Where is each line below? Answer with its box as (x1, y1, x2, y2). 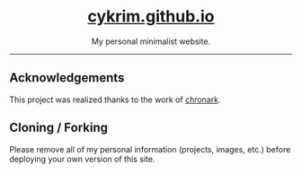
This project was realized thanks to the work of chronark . (9, 94, 221, 105)
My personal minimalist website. (91, 36, 211, 47)
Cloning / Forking (9, 120, 109, 135)
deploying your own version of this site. (9, 153, 155, 164)
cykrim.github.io (87, 6, 215, 27)
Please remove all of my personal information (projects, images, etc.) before (9, 143, 291, 154)
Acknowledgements (9, 70, 125, 86)
